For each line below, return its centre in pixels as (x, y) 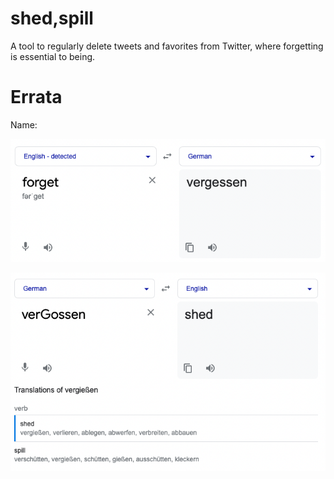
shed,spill (52, 18)
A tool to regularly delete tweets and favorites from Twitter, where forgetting (167, 46)
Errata (36, 97)
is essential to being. (53, 56)
